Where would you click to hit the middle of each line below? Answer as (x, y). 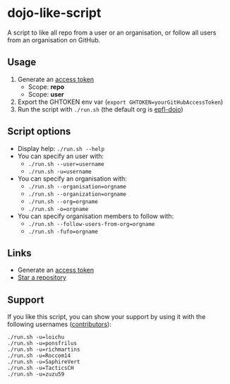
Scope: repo (46, 87)
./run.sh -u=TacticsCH (41, 368)
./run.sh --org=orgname (63, 202)
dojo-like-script (54, 13)
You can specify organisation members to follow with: (96, 216)
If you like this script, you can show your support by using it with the (107, 317)
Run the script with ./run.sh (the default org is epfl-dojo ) (100, 109)
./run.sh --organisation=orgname (77, 186)
